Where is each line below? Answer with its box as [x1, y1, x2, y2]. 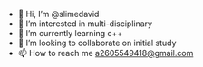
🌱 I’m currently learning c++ [17, 28, 123, 38]
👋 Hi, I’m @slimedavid [17, 9, 100, 19]
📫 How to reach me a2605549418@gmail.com [17, 48, 194, 58]
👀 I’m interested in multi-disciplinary [17, 18, 152, 29]
